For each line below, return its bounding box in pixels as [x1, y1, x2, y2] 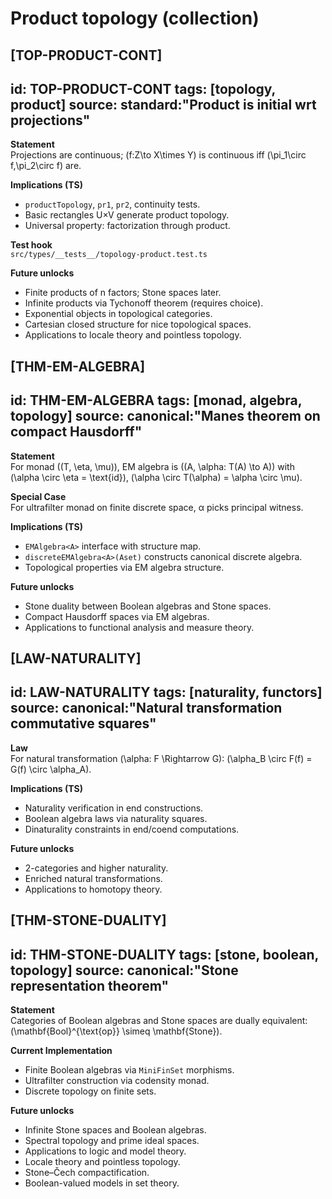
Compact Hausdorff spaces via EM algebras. [24, 610, 210, 622]
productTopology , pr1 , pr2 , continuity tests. [24, 198, 201, 211]
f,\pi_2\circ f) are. [10, 160, 82, 172]
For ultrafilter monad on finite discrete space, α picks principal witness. [10, 501, 304, 513]
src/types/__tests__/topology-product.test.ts [10, 250, 208, 260]
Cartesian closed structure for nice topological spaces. [24, 318, 252, 331]
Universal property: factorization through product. [24, 220, 231, 232]
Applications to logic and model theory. [24, 1145, 187, 1157]
